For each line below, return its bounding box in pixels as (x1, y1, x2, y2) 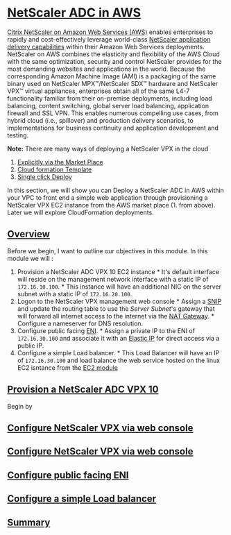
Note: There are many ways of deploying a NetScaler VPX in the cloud (7, 144, 209, 153)
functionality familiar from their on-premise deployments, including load (7, 94, 213, 102)
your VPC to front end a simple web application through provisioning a (7, 193, 208, 202)
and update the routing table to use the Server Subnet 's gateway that (17, 304, 215, 313)
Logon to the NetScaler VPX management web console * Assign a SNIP (17, 297, 222, 305)
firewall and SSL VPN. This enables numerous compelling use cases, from (7, 109, 219, 117)
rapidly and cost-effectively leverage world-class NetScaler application (7, 35, 211, 43)
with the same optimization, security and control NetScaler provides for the (7, 57, 222, 65)
